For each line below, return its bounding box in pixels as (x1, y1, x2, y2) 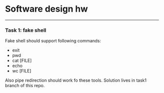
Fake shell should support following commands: (5, 38, 102, 44)
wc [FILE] (12, 68, 32, 74)
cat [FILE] (12, 57, 32, 64)
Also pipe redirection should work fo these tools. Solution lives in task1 (5, 77, 147, 83)
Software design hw (5, 3, 88, 15)
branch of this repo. (5, 83, 45, 89)
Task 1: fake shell (5, 27, 46, 34)
